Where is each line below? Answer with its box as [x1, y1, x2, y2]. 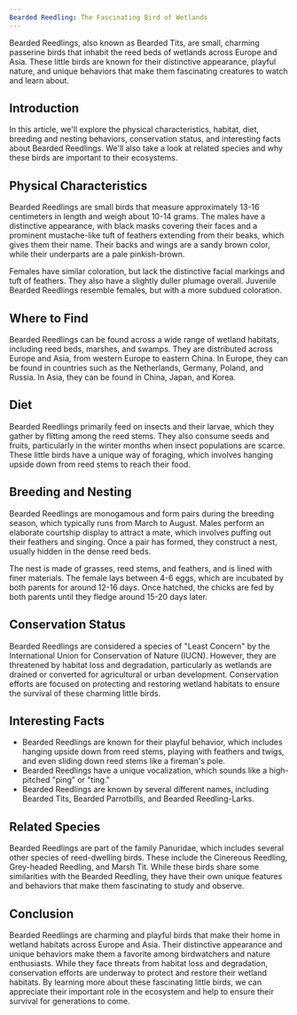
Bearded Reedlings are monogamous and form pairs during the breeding [9, 507, 275, 519]
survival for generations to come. [9, 995, 130, 1006]
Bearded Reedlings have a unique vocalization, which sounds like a [21, 765, 268, 776]
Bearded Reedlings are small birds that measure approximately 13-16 [9, 201, 260, 213]
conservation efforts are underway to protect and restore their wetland [9, 967, 268, 978]
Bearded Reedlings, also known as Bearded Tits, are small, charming [9, 37, 260, 48]
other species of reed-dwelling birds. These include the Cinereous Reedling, [9, 853, 288, 863]
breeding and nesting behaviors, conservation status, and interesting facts [9, 134, 281, 145]
